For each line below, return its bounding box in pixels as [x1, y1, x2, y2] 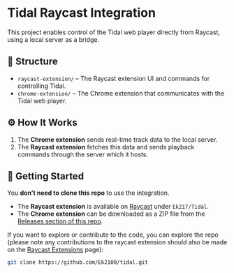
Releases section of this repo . [17, 217, 103, 226]
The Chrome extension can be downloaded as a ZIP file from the [17, 209, 205, 218]
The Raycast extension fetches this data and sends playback [17, 142, 195, 151]
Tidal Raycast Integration [7, 5, 156, 21]
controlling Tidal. [17, 82, 66, 90]
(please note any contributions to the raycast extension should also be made [7, 238, 228, 246]
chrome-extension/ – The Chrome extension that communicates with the [17, 89, 225, 97]
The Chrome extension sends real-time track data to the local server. [17, 135, 218, 144]
